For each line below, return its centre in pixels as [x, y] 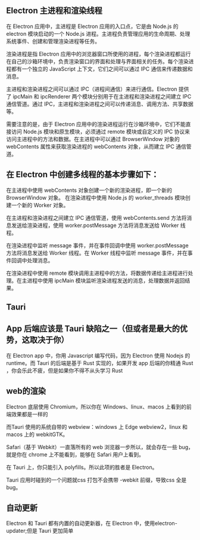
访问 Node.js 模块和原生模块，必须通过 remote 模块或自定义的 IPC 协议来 [101, 131]
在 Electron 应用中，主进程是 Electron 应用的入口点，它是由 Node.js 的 [92, 26]
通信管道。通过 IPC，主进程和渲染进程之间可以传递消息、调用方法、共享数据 [100, 104]
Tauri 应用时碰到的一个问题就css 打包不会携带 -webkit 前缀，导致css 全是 [96, 480]
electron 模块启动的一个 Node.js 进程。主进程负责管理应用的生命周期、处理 [98, 33]
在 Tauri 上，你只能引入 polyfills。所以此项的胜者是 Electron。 [82, 467]
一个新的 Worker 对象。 [40, 205]
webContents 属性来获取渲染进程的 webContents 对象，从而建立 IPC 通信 [96, 146]
